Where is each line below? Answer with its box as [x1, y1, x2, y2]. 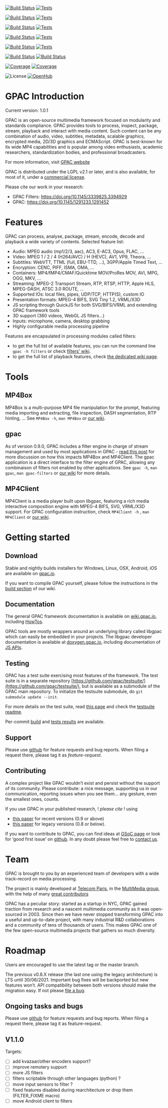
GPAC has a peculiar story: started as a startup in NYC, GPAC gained [5, 901, 147, 907]
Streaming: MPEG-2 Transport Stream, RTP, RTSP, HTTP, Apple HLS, [12, 280, 155, 287]
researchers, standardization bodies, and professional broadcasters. [5, 149, 146, 155]
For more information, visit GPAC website [5, 159, 90, 165]
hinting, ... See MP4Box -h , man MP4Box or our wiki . [5, 415, 106, 421]
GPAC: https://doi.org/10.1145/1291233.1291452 [12, 199, 109, 205]
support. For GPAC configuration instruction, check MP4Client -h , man [5, 509, 149, 515]
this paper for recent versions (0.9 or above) [12, 815, 104, 821]
